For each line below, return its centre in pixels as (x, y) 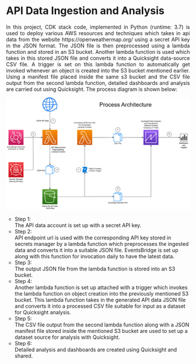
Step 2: (23, 231)
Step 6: (23, 343)
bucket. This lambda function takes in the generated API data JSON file (100, 300)
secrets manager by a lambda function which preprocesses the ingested (101, 243)
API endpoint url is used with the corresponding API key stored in (93, 238)
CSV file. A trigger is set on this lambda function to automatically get (98, 64)
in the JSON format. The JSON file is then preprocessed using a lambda (98, 46)
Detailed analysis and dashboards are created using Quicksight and (96, 349)
